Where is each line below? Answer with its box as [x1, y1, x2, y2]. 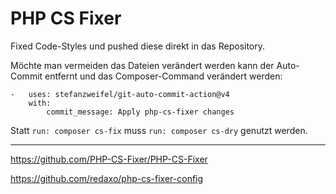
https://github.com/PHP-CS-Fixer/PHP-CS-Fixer [10, 153, 208, 165]
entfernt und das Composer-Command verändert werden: [44, 70, 283, 82]
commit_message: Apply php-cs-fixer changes [46, 107, 235, 117]
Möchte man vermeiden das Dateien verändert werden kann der [10, 59, 275, 71]
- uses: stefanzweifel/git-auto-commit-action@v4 [10, 89, 230, 99]
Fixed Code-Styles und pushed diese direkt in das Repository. [10, 40, 266, 52]
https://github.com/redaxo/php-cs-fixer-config [10, 172, 204, 184]
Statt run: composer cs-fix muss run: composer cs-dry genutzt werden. [10, 124, 308, 136]
